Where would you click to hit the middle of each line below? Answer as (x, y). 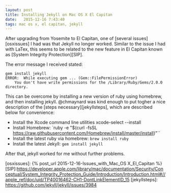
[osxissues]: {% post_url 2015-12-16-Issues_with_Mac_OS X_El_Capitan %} (84, 164)
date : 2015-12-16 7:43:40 (35, 19)
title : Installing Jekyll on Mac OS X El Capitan (59, 15)
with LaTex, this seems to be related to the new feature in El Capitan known (84, 49)
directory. (17, 87)
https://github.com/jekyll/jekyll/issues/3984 (51, 185)
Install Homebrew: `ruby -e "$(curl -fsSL (55, 128)
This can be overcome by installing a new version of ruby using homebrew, (84, 96)
